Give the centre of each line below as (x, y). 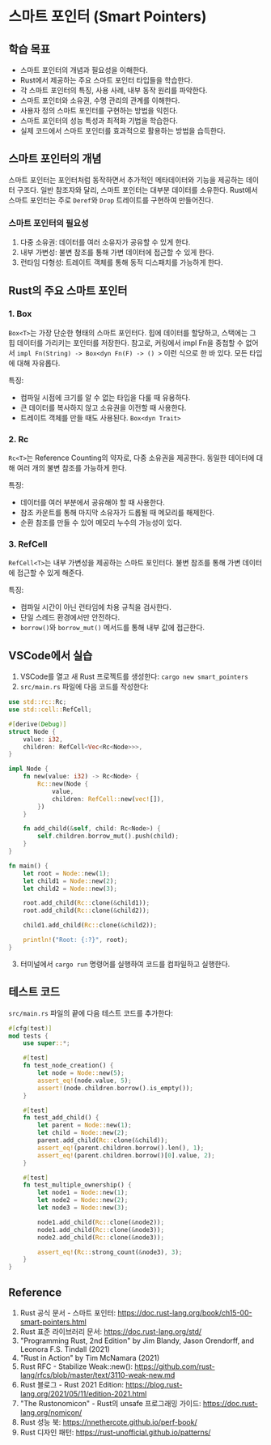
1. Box (20, 314)
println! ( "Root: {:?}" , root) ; (76, 940)
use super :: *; (47, 1043)
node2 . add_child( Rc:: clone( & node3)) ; (101, 1237)
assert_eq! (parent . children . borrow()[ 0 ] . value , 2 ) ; (127, 1155)
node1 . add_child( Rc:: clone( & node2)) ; (101, 1222)
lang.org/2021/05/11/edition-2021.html (83, 1393)
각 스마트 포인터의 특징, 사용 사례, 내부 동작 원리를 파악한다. (114, 90)
